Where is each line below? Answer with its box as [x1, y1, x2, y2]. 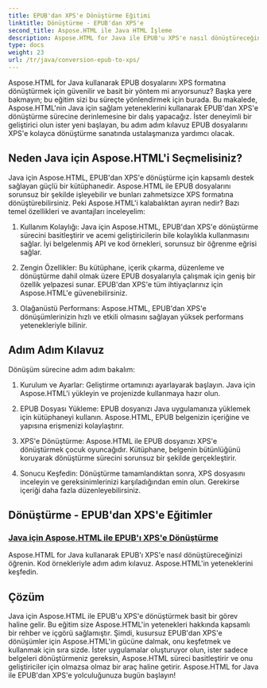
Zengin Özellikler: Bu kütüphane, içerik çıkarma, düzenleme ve [19, 262, 225, 272]
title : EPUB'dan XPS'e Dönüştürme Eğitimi [8, 11, 151, 20]
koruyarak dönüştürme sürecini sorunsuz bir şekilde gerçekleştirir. [19, 453, 237, 462]
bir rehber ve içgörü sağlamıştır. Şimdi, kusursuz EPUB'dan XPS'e [8, 628, 222, 637]
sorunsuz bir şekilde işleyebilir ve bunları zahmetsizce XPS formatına [8, 189, 234, 199]
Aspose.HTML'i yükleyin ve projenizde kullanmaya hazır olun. [19, 388, 221, 398]
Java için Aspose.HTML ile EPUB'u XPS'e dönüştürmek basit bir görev [8, 612, 238, 620]
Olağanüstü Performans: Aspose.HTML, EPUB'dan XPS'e [19, 303, 207, 313]
